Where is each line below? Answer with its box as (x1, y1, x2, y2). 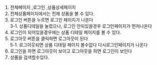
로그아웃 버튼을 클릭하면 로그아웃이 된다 (10, 35, 88, 41)
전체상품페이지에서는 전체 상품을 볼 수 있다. (10, 10, 95, 16)
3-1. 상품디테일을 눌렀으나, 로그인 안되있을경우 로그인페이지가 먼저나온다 (10, 23, 152, 29)
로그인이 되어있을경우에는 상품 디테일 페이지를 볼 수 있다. (10, 29, 121, 35)
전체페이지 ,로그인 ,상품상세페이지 (10, 4, 76, 10)
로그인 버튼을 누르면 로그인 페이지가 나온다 (10, 17, 94, 22)
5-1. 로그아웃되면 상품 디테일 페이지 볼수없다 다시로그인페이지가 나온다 (10, 42, 148, 47)
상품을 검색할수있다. (10, 54, 49, 60)
